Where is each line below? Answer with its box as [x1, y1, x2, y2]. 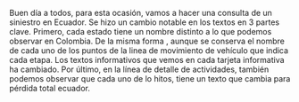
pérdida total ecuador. [9, 83, 91, 93]
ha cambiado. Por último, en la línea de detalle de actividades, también [9, 64, 270, 75]
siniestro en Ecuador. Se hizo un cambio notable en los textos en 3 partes [9, 17, 279, 27]
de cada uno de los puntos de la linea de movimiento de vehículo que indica [9, 45, 288, 56]
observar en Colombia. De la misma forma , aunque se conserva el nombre [9, 35, 286, 46]
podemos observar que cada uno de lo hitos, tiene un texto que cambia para [9, 74, 291, 83]
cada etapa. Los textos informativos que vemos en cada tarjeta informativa [9, 55, 285, 65]
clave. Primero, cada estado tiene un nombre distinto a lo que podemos [9, 27, 272, 36]
